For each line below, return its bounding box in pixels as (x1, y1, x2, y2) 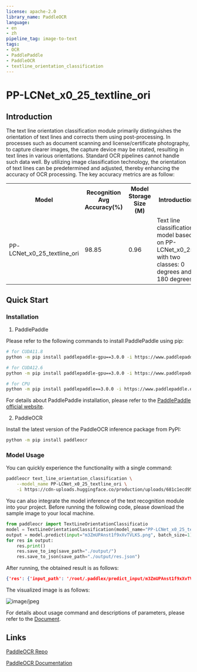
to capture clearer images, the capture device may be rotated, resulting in (6, 146, 184, 153)
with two (157, 253, 181, 261)
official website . (6, 403, 45, 410)
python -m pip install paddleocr (6, 437, 88, 443)
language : (6, 19, 30, 25)
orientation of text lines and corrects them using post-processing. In (6, 133, 171, 141)
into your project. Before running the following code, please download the (6, 504, 185, 511)
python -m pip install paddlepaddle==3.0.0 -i (6, 386, 122, 392)
